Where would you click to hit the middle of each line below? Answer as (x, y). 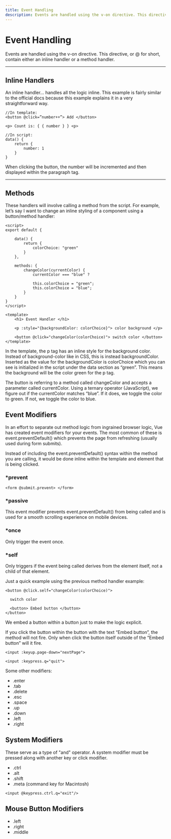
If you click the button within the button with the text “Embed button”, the (82, 632)
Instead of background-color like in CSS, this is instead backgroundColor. (82, 357)
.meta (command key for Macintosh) (51, 784)
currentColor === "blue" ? (61, 275)
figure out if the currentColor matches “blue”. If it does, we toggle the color (84, 394)
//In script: (19, 135)
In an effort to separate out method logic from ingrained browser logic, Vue (84, 427)
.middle (21, 832)
